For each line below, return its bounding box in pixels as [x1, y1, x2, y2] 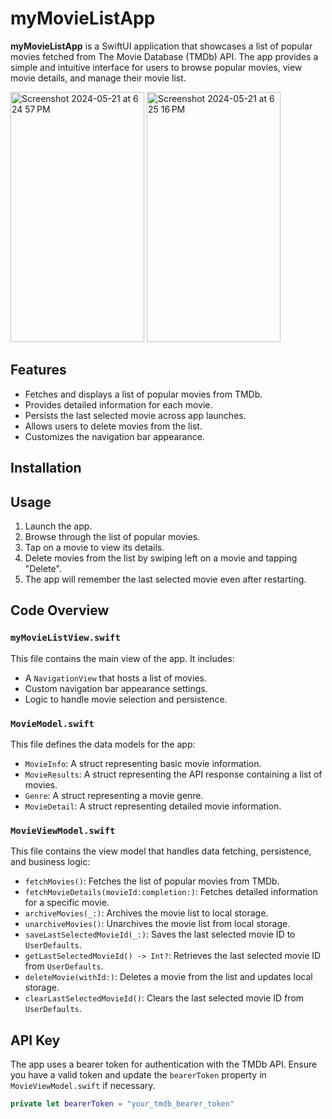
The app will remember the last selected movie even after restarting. [24, 573, 307, 585]
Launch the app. [24, 520, 93, 532]
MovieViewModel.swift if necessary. [10, 1080, 156, 1092]
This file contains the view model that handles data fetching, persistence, [10, 845, 312, 857]
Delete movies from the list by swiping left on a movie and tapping [24, 552, 298, 564]
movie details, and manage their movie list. [10, 72, 187, 84]
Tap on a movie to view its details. [24, 541, 165, 553]
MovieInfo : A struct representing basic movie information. [24, 757, 262, 769]
